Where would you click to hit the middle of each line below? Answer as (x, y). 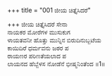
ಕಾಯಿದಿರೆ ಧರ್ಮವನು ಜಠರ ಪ (38, 48)
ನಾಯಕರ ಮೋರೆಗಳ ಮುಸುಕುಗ (39, 32)
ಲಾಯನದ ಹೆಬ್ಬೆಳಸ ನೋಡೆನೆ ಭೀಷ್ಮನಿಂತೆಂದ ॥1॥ (56, 64)
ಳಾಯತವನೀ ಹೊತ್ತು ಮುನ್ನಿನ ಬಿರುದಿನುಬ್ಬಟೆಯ (54, 40)
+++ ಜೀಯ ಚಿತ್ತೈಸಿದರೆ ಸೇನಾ (38, 24)
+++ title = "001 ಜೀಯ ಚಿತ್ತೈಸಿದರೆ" (49, 10)
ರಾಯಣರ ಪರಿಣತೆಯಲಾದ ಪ (37, 56)
